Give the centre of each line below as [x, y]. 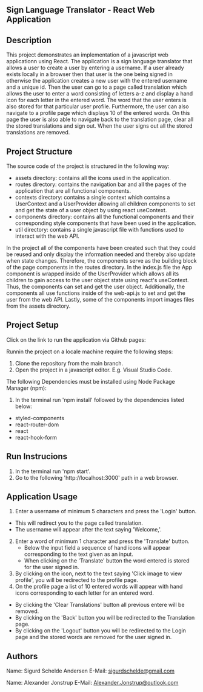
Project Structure [39, 151]
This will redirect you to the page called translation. [79, 523]
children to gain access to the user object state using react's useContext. [98, 280]
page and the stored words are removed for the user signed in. [93, 637]
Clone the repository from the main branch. [69, 363]
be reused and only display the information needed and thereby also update [101, 254]
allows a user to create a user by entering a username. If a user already [95, 68]
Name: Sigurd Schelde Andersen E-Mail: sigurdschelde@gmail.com [90, 671]
